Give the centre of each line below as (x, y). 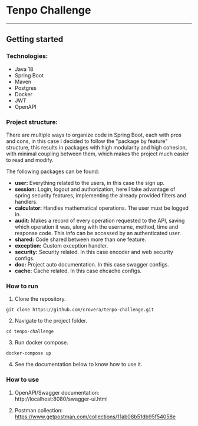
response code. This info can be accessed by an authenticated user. (98, 233)
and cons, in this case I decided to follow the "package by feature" (87, 141)
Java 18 (24, 69)
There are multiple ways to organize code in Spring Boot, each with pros (94, 135)
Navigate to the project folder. (51, 321)
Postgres (26, 88)
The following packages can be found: (53, 171)
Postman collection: (39, 410)
